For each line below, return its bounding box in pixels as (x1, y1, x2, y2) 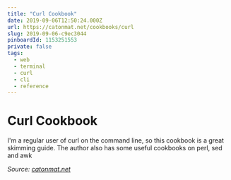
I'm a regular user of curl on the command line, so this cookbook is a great (7, 136, 225, 145)
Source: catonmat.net (7, 165, 71, 174)
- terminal (13, 63, 46, 70)
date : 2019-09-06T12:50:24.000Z (7, 17, 102, 24)
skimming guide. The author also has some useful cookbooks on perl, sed (7, 144, 223, 152)
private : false (7, 43, 52, 50)
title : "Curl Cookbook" (7, 10, 78, 18)
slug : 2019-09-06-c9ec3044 (7, 30, 87, 37)
